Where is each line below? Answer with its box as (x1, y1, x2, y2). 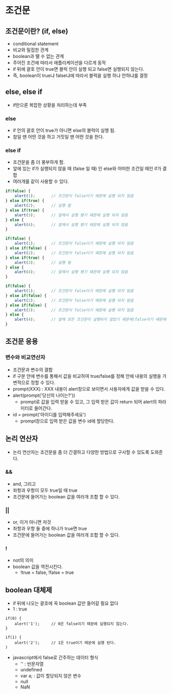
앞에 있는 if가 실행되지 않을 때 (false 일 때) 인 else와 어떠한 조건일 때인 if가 (12, 165, 162, 172)
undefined (20, 667, 42, 673)
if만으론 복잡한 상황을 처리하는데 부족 (12, 102, 87, 108)
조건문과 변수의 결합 (12, 367, 53, 373)
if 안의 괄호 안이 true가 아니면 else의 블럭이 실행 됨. (12, 127, 116, 133)
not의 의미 (12, 557, 34, 564)
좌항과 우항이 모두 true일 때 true (12, 487, 78, 493)
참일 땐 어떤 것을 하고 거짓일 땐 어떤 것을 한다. (12, 134, 104, 140)
